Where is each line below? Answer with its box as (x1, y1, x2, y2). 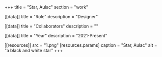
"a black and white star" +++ (4, 48, 63, 53)
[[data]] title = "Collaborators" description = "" (4, 23, 99, 29)
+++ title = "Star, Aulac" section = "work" (4, 4, 88, 10)
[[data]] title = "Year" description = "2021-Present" (4, 33, 108, 38)
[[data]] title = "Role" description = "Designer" (4, 14, 98, 19)
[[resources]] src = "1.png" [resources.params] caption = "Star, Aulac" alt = (4, 42, 158, 48)
